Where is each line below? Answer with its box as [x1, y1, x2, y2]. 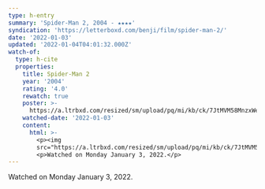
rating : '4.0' [22, 84, 69, 93]
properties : [15, 63, 55, 71]
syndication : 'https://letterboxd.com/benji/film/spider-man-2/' [8, 26, 227, 34]
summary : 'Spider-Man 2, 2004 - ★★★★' [8, 19, 136, 27]
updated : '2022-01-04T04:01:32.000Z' [8, 41, 132, 49]
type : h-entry [8, 11, 55, 20]
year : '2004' [22, 77, 65, 85]
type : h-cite [15, 56, 58, 64]
